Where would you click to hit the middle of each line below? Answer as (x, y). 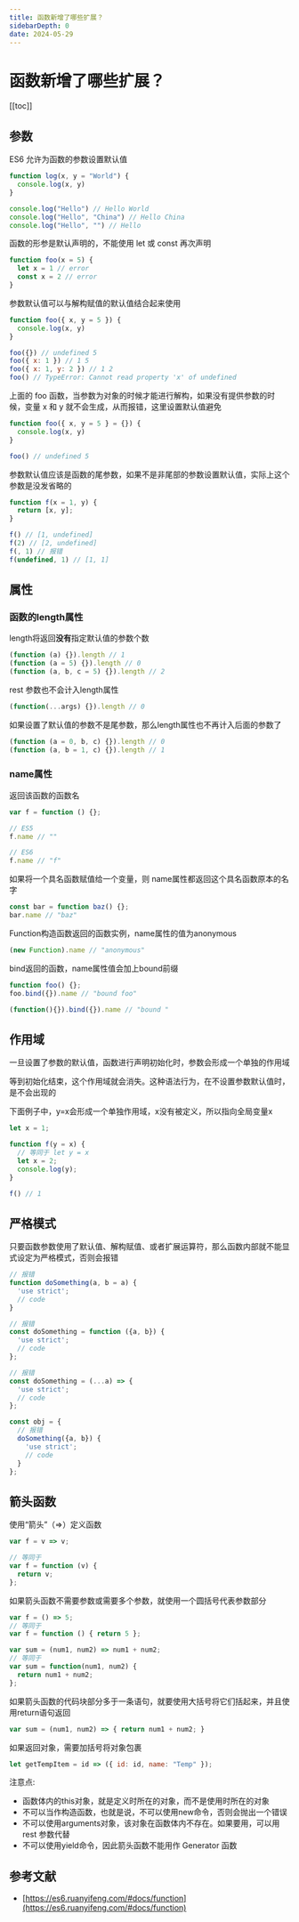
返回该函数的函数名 (44, 795)
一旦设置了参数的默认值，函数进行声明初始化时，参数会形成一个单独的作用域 (149, 1062)
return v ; (35, 1574)
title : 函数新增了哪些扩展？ (57, 17)
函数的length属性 (46, 617)
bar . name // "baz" (43, 916)
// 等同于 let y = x (53, 1153)
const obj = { (36, 1422)
